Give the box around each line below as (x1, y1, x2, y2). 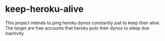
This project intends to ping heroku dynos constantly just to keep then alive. (5, 20, 161, 26)
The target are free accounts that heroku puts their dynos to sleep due (5, 25, 150, 31)
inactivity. (5, 30, 25, 36)
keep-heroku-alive (5, 3, 83, 15)
